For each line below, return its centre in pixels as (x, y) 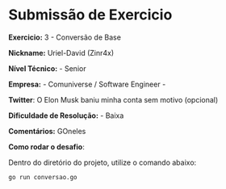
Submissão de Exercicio (90, 15)
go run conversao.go (43, 177)
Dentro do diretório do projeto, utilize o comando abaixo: (103, 162)
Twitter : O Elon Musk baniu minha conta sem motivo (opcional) (113, 99)
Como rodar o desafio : (46, 146)
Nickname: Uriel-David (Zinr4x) (61, 52)
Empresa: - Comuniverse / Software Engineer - (87, 84)
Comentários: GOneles (47, 131)
